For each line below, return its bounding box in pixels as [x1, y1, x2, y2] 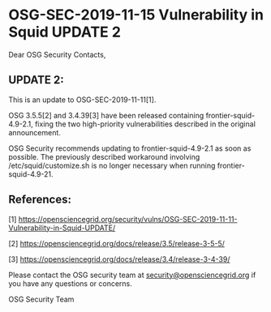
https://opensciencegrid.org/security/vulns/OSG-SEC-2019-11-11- [18, 214, 238, 224]
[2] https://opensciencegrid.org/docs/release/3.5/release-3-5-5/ [8, 238, 226, 248]
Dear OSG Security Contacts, [8, 49, 106, 59]
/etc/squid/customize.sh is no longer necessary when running [8, 160, 216, 170]
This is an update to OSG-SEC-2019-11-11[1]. [8, 95, 157, 105]
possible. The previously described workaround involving [8, 152, 200, 161]
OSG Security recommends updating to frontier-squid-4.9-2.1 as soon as [8, 143, 252, 153]
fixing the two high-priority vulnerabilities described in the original [35, 119, 256, 129]
